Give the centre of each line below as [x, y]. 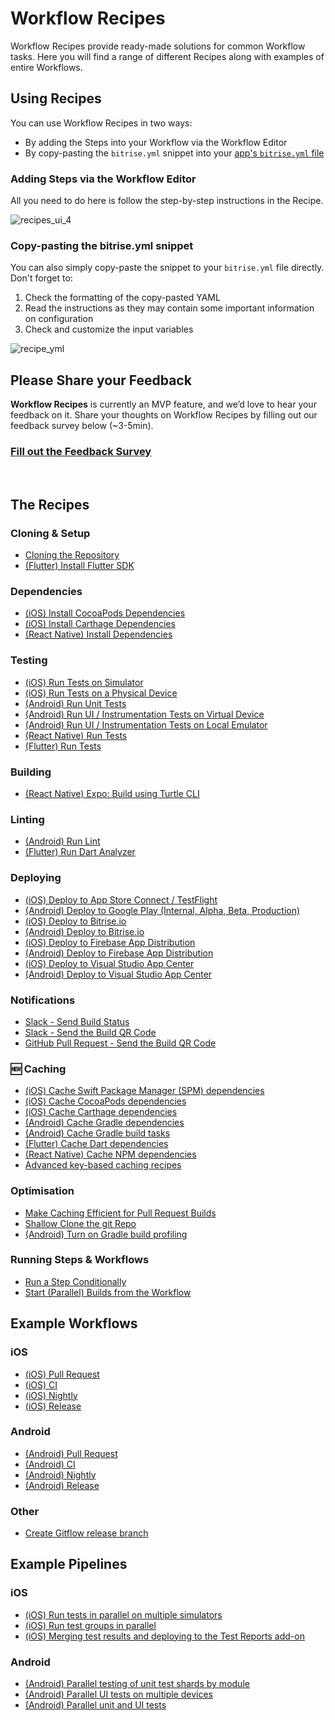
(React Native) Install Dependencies [98, 634]
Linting [27, 819]
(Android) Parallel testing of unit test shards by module [137, 1684]
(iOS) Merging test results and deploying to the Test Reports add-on [164, 1636]
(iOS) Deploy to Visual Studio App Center [109, 963]
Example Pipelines [69, 1564]
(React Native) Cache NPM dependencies [110, 1154]
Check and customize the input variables [109, 329]
